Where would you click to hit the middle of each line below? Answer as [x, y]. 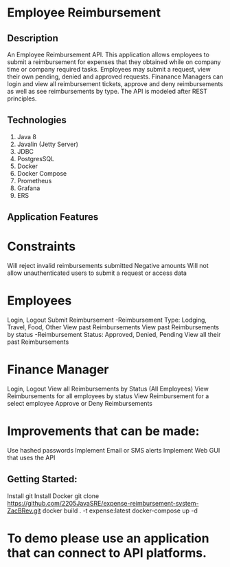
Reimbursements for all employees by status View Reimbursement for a [108, 396]
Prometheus [34, 181]
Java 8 [26, 136]
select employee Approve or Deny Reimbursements [80, 404]
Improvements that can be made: [103, 431]
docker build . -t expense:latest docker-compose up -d [120, 511]
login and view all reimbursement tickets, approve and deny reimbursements [115, 84]
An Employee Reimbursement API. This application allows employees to [108, 54]
